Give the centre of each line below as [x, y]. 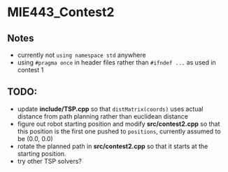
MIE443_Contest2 [61, 12]
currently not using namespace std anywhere [81, 55]
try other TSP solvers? [50, 161]
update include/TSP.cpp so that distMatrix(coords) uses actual [110, 109]
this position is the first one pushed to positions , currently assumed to [119, 131]
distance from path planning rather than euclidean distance [103, 116]
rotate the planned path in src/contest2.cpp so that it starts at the [113, 146]
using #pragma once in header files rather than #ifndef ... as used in [117, 62]
